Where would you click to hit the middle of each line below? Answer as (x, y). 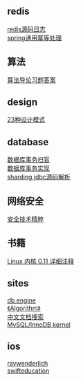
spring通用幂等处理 (35, 38)
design (22, 103)
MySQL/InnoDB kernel (39, 324)
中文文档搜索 (25, 316)
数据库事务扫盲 (28, 160)
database (28, 142)
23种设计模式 (26, 120)
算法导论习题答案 (31, 80)
